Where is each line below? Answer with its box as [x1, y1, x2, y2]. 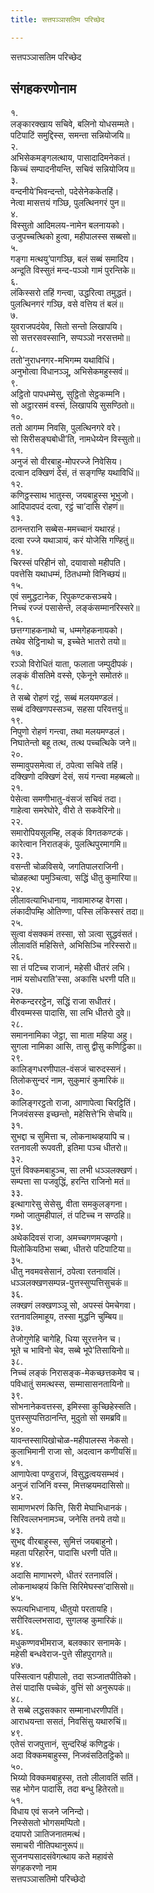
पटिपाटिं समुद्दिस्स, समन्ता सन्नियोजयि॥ [10, 129, 130, 141]
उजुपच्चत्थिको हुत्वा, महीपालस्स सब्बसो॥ [10, 231, 137, 243]
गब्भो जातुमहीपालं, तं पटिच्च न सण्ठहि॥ [10, 1209, 132, 1221]
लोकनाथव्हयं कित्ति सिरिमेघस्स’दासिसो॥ [10, 1581, 134, 1593]
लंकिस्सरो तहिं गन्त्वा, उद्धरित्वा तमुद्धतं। [10, 287, 133, 299]
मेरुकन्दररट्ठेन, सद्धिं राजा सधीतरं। [10, 996, 117, 1008]
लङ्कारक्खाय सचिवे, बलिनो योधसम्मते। [10, 118, 135, 130]
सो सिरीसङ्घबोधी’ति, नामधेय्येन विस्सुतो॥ [10, 433, 141, 445]
